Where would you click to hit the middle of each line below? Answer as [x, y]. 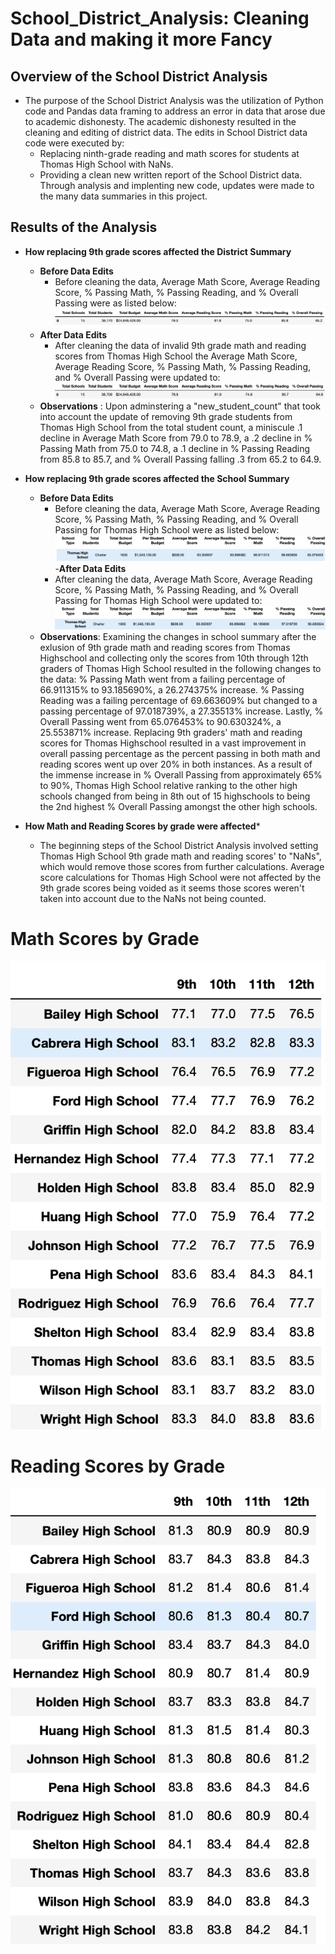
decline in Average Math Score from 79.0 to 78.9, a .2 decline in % [176, 438]
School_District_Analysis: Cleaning [160, 18]
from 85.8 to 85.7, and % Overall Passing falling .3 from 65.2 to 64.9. [180, 459]
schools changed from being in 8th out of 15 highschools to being [175, 796]
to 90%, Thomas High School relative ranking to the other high [168, 785]
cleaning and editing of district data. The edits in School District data [166, 132]
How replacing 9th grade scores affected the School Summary [157, 478]
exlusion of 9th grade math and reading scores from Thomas [165, 647]
